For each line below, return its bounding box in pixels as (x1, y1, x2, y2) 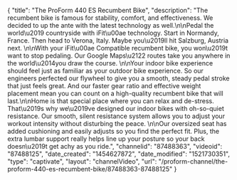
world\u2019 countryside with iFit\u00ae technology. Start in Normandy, (7, 28, 219, 37)
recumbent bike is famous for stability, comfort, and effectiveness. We (7, 14, 214, 22)
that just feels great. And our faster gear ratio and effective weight (7, 82, 201, 90)
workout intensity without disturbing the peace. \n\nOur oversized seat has (7, 120, 227, 127)
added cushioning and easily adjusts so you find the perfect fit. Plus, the (7, 127, 219, 135)
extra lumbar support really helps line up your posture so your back (7, 134, 205, 143)
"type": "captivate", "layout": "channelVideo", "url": (7, 157, 157, 166)
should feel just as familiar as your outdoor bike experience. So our (7, 67, 204, 75)
